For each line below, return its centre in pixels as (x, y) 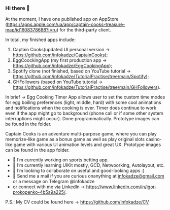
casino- (154, 139)
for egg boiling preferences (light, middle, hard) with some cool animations (83, 102)
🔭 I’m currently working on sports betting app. (61, 160)
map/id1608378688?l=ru (31, 30)
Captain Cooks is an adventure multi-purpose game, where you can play (81, 134)
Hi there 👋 (18, 8)
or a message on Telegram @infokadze (54, 182)
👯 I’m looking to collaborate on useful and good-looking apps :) (78, 171)
